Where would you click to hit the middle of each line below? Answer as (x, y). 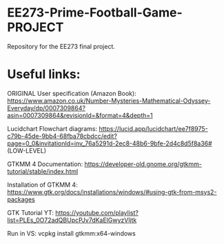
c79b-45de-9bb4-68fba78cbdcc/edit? (62, 136)
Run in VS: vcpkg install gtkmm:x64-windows (71, 233)
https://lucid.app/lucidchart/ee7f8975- (153, 128)
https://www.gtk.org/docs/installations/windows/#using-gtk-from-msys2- (112, 192)
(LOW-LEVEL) (27, 150)
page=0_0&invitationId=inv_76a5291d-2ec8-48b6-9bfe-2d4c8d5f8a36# (110, 143)
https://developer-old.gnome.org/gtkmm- (143, 164)
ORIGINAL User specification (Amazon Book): (72, 93)
